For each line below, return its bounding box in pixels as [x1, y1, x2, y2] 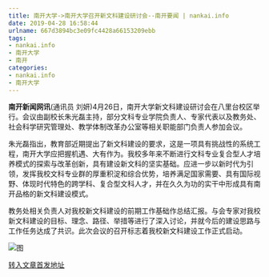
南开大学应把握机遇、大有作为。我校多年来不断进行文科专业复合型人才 [22, 149, 254, 159]
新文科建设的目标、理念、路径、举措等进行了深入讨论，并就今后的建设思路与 [8, 215, 261, 225]
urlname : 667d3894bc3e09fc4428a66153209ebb [8, 26, 156, 34]
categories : [8, 64, 48, 72]
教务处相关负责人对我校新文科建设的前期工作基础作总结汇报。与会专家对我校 [8, 206, 261, 215]
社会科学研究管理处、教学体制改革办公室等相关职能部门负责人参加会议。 [8, 122, 247, 131]
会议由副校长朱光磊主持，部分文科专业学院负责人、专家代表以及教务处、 [22, 111, 261, 121]
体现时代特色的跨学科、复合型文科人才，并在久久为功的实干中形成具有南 [22, 179, 261, 188]
